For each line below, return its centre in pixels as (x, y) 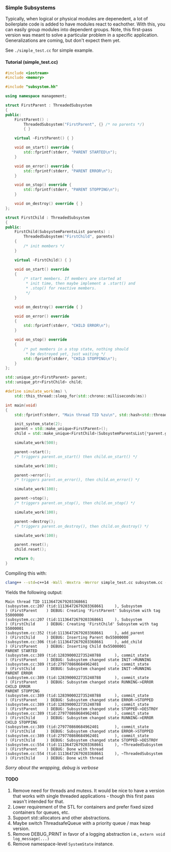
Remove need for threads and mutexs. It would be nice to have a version (89, 790)
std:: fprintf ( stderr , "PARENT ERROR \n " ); (68, 171)
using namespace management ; (36, 96)
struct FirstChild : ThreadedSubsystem (48, 218)
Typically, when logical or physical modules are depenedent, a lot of (77, 19)
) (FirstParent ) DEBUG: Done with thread (54, 749)
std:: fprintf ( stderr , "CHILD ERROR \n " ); (67, 326)
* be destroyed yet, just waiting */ (66, 354)
